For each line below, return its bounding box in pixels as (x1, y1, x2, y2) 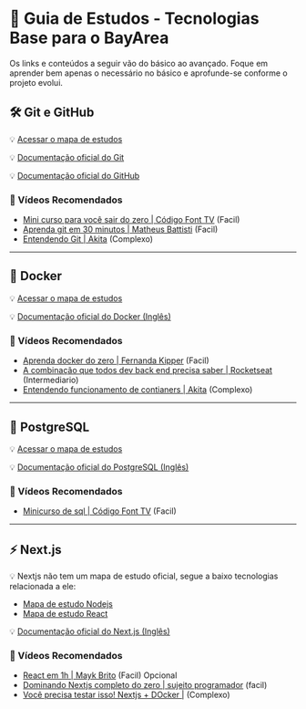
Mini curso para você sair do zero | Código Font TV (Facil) (22, 214, 240, 225)
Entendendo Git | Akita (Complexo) (22, 234, 153, 245)
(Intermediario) (22, 374, 79, 386)
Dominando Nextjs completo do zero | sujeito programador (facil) (22, 680, 268, 691)
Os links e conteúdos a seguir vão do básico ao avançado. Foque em (9, 57, 269, 68)
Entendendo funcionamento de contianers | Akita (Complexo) (22, 384, 253, 395)
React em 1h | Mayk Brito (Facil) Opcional (22, 670, 178, 681)
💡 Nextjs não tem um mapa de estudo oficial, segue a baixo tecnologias (9, 570, 279, 582)
